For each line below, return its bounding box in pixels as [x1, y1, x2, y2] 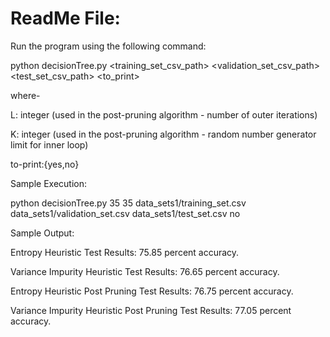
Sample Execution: [10, 177, 88, 189]
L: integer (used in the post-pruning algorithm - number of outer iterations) [10, 108, 318, 121]
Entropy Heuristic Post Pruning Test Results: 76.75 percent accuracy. [10, 285, 294, 297]
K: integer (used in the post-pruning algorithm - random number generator [10, 128, 317, 140]
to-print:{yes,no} [10, 158, 80, 170]
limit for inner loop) [10, 138, 89, 151]
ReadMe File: [10, 7, 121, 30]
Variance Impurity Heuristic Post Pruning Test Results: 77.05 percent [10, 304, 292, 316]
